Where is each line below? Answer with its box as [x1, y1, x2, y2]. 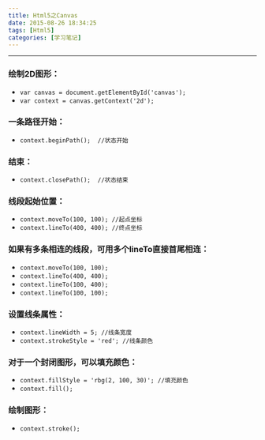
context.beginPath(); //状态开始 [19, 136, 129, 145]
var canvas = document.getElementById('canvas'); [19, 88, 187, 96]
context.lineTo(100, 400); [19, 280, 109, 288]
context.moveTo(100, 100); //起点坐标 [19, 216, 143, 224]
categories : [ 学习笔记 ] [8, 33, 81, 42]
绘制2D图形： [8, 69, 60, 80]
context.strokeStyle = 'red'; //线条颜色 [19, 337, 154, 345]
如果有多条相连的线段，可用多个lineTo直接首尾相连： [8, 244, 210, 255]
